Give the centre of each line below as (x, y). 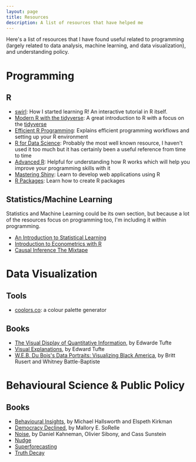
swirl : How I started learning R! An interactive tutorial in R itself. (91, 112)
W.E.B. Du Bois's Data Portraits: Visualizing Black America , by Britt (95, 355)
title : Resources (27, 17)
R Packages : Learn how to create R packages (70, 181)
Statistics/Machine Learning (59, 199)
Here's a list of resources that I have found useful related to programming (95, 40)
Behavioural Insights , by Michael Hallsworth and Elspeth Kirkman (93, 421)
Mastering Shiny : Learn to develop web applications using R (87, 174)
